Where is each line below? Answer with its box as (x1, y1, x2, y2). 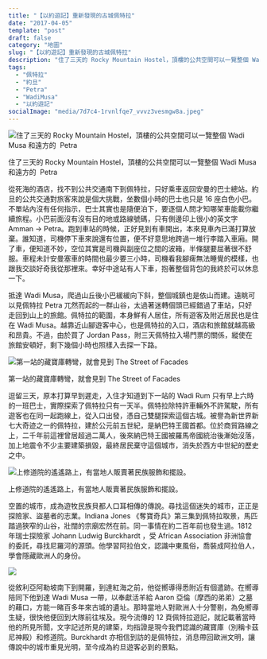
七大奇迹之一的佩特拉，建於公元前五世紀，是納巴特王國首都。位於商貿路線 (8, 421, 252, 430)
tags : (8, 64, 26, 72)
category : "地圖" (8, 41, 64, 49)
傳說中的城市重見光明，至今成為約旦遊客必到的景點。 (8, 642, 183, 652)
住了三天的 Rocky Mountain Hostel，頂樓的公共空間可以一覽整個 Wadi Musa (8, 157, 257, 167)
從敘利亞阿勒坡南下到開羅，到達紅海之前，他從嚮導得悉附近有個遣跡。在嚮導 (8, 583, 259, 592)
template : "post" (8, 26, 66, 34)
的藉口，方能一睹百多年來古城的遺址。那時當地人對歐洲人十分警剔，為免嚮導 (8, 603, 259, 612)
